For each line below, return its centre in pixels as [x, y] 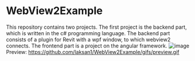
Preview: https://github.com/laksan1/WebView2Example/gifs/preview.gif [93, 52]
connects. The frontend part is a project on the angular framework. [87, 46]
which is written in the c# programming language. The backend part [88, 33]
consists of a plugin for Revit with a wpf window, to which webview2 [88, 39]
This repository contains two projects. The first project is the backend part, [97, 27]
